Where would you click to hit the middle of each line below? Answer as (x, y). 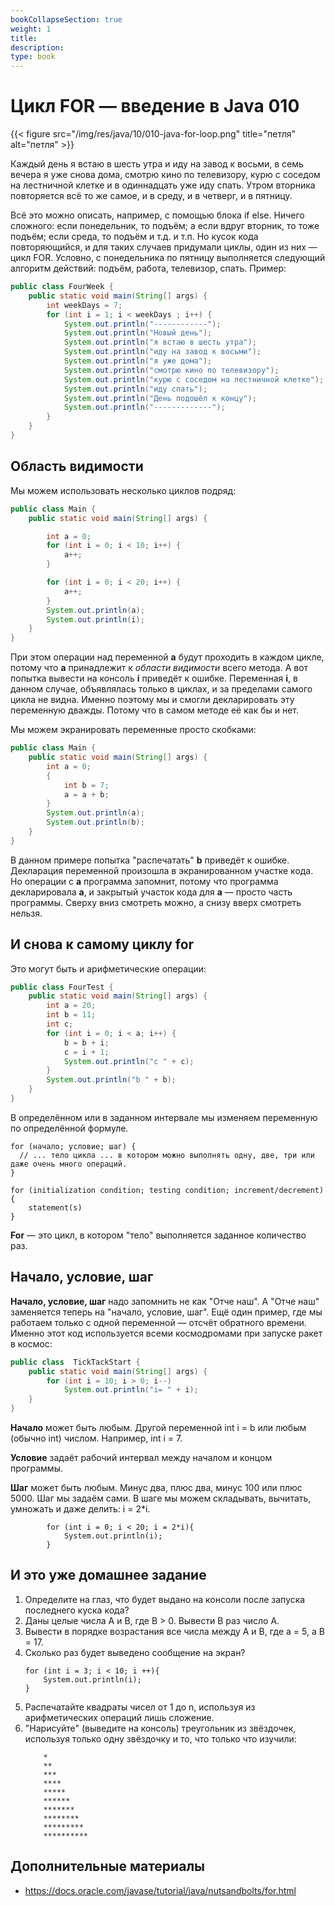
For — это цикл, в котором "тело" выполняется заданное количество (158, 1235)
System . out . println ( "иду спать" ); (135, 389)
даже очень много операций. (69, 1164)
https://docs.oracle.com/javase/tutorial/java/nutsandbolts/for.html (160, 1890)
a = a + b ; (86, 794)
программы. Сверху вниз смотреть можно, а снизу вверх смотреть (156, 902)
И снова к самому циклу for (102, 944)
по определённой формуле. (69, 1128)
